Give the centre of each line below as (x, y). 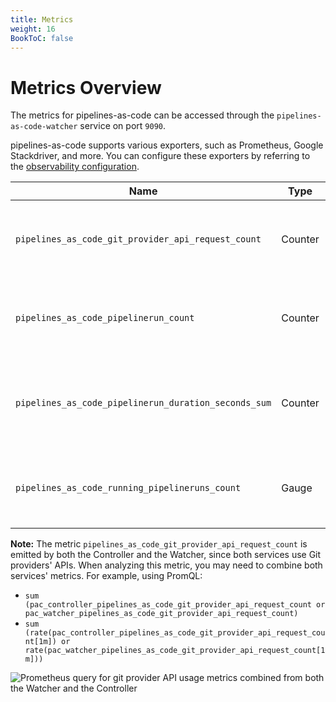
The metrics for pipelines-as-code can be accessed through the (142, 115)
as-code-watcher (44, 127)
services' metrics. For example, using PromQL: (106, 576)
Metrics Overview (86, 87)
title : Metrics (42, 19)
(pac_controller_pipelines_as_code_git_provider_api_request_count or (175, 605)
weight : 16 (33, 29)
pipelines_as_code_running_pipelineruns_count (128, 488)
